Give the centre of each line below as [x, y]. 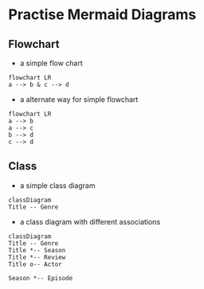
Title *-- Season [37, 250]
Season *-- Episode [41, 278]
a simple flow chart [51, 63]
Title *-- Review [37, 257]
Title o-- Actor [35, 264]
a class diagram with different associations [90, 221]
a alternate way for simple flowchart [79, 100]
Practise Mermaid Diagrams [102, 15]
